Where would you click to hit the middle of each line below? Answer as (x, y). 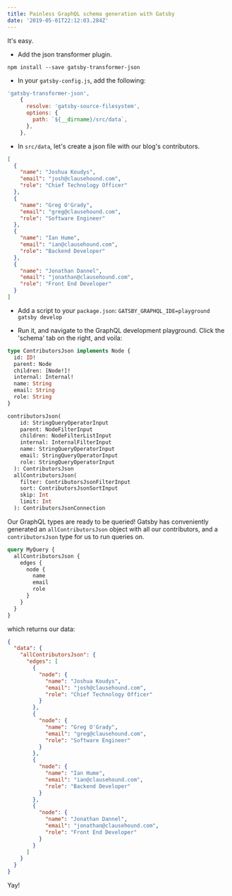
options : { (42, 113)
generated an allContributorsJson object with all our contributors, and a (113, 529)
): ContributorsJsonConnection (60, 508)
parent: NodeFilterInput (56, 429)
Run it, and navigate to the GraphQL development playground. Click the (121, 330)
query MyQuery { (31, 549)
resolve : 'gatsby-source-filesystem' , (83, 107)
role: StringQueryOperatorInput (67, 462)
